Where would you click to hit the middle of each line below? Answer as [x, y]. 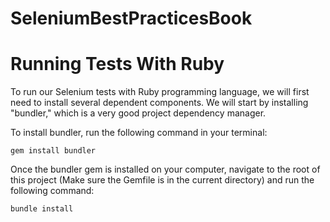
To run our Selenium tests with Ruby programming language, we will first [160, 92]
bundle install [42, 209]
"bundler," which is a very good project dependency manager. [138, 113]
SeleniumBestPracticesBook [131, 18]
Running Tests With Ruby [117, 64]
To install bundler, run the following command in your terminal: [139, 133]
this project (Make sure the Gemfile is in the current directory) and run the [162, 180]
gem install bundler [53, 151]
